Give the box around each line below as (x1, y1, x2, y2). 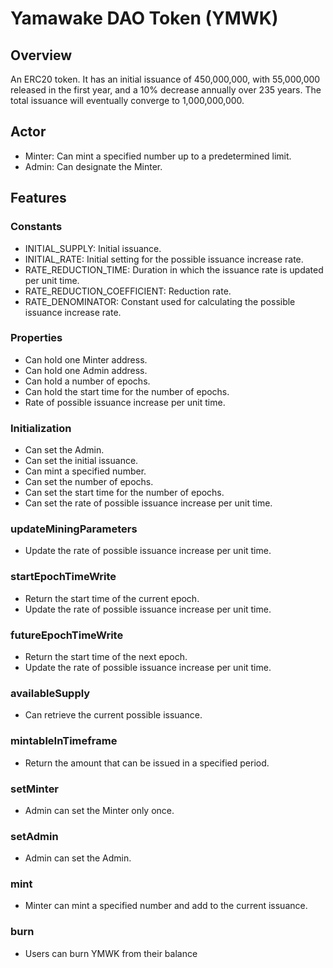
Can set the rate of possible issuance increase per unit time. (24, 497, 273, 509)
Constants (10, 220, 63, 234)
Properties (10, 331, 63, 345)
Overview (10, 47, 73, 64)
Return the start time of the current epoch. (24, 592, 200, 604)
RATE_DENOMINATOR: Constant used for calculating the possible (24, 295, 296, 307)
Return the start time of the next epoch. (24, 650, 188, 662)
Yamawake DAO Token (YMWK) (10, 7, 279, 30)
